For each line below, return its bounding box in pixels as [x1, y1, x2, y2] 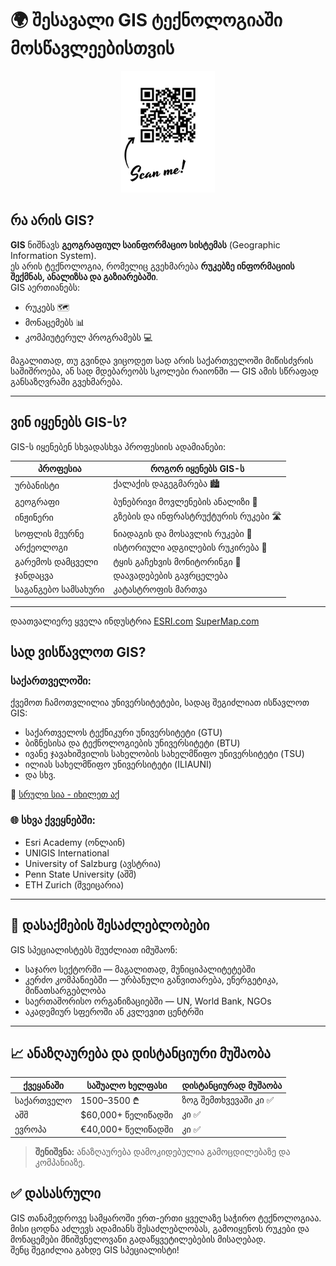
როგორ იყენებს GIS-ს [149, 463, 245, 475]
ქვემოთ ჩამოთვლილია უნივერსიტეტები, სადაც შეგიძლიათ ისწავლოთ [10, 697, 310, 709]
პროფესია [37, 463, 82, 475]
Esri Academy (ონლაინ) [24, 836, 126, 848]
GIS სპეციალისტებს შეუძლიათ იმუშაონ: [10, 943, 178, 956]
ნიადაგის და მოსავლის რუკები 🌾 [113, 528, 253, 540]
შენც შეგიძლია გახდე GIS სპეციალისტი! [10, 1243, 180, 1256]
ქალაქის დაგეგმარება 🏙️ [113, 478, 220, 490]
